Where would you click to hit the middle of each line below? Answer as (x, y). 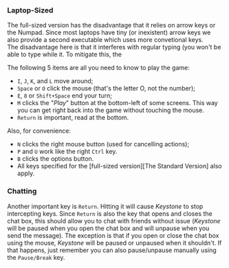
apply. (26, 173)
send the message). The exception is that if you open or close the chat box (113, 235)
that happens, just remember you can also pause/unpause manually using (112, 250)
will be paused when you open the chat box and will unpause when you (108, 228)
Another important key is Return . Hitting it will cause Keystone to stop (105, 206)
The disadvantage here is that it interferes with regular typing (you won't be (114, 47)
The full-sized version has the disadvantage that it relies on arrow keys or (111, 25)
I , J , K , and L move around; (55, 81)
